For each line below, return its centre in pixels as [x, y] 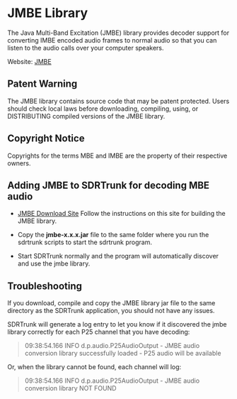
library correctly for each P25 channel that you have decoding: [99, 332]
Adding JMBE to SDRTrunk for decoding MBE [109, 185]
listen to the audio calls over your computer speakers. [86, 48]
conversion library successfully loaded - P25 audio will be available [123, 354]
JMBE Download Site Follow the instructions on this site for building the [121, 214]
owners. [19, 163]
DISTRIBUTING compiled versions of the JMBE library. [86, 116]
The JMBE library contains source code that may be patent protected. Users [118, 101]
